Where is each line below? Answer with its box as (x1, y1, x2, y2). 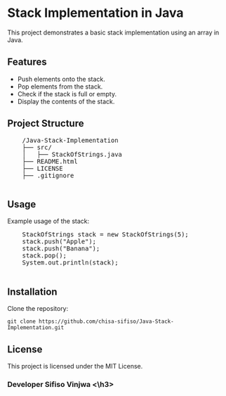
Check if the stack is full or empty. (17, 89, 117, 98)
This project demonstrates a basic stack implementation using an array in (7, 28, 220, 37)
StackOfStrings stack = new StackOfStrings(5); (22, 231, 190, 238)
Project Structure (7, 117, 84, 129)
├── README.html (22, 157, 79, 165)
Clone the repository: (7, 305, 69, 313)
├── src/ (22, 143, 53, 151)
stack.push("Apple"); (22, 238, 97, 245)
